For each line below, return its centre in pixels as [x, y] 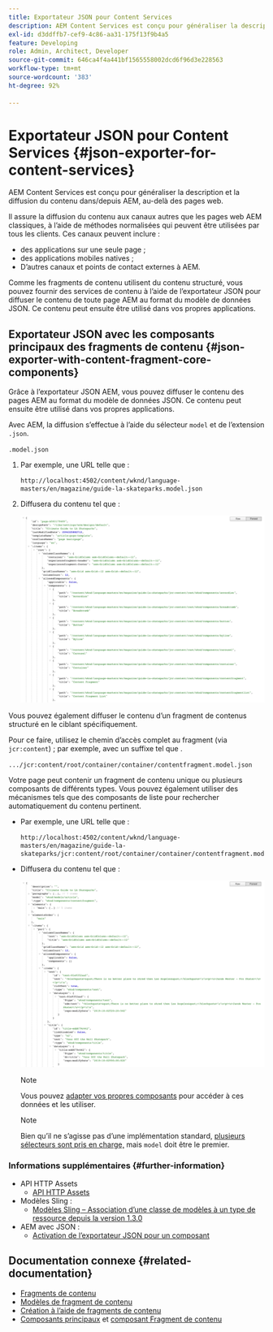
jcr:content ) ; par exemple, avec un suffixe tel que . [95, 748]
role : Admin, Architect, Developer [69, 52]
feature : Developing [43, 43]
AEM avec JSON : [50, 1226]
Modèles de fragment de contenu [76, 1302]
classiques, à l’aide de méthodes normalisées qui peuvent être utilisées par [134, 225]
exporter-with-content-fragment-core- [110, 359]
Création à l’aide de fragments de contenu [91, 1310]
